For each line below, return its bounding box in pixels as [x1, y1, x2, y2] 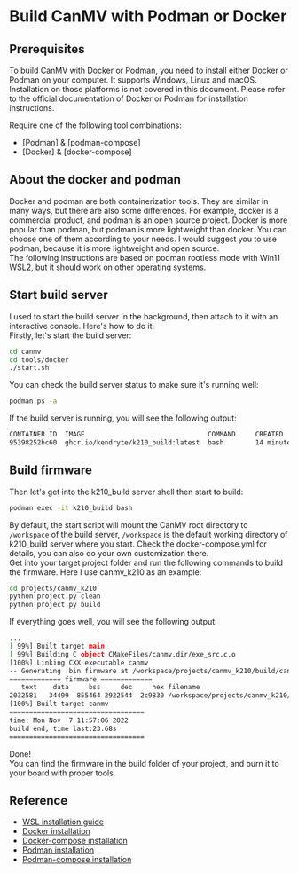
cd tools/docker [9, 355, 69, 365]
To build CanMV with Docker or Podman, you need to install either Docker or [9, 65, 288, 75]
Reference [9, 792, 68, 808]
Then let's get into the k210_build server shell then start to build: [9, 486, 244, 497]
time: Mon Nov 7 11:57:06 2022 [9, 716, 129, 725]
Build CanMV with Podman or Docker [9, 6, 287, 27]
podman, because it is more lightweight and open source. [9, 242, 220, 254]
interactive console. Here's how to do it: [9, 320, 155, 331]
